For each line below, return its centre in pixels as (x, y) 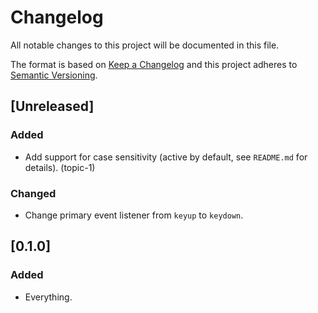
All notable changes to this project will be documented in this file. (145, 45)
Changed (33, 193)
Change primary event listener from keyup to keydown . (134, 215)
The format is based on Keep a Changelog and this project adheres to (154, 64)
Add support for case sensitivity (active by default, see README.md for (166, 157)
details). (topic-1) (60, 167)
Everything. (48, 297)
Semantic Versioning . (54, 75)
